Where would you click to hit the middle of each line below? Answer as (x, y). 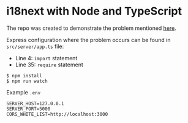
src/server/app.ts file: (35, 46)
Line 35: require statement (49, 65)
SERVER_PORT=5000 (28, 109)
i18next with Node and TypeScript (94, 11)
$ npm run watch (27, 81)
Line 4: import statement (46, 58)
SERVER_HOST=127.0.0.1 (35, 104)
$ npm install (24, 76)
